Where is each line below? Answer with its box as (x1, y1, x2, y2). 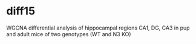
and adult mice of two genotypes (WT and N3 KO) (6, 30, 131, 37)
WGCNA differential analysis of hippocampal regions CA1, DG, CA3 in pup (6, 24, 190, 31)
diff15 (6, 4, 35, 18)
